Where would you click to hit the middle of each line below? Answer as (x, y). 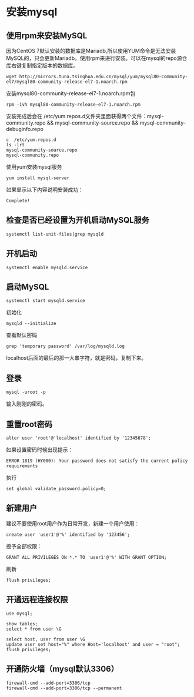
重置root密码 (29, 424)
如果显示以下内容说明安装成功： (45, 190)
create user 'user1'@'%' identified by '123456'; (68, 535)
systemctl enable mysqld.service (47, 267)
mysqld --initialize (31, 324)
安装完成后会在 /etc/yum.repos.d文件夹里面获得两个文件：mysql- (85, 116)
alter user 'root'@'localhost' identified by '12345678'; (78, 438)
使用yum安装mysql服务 (34, 167)
